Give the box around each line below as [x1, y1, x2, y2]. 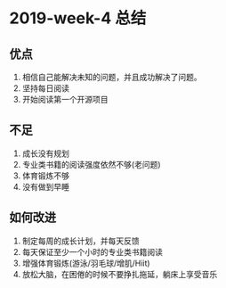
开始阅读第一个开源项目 [21, 95, 109, 104]
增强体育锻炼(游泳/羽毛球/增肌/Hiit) [21, 258, 150, 268]
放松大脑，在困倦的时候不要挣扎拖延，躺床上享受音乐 [21, 268, 218, 279]
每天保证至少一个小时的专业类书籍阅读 [21, 246, 163, 257]
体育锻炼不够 [21, 170, 69, 181]
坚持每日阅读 [21, 83, 69, 94]
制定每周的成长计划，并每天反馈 [21, 235, 140, 246]
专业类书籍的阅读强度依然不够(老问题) [21, 159, 162, 169]
